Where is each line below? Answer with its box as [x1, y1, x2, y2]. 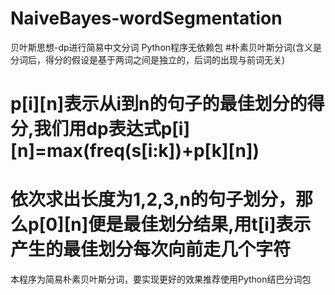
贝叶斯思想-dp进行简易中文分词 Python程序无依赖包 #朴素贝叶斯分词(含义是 [10, 41, 322, 53]
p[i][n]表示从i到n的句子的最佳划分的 [10, 93, 308, 116]
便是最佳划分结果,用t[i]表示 [88, 213, 312, 236]
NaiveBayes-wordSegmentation [10, 7, 283, 30]
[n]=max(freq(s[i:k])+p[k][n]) [10, 140, 260, 162]
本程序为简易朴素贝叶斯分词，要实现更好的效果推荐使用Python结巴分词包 [10, 273, 312, 286]
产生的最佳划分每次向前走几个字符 [10, 238, 292, 261]
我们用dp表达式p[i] [33, 118, 191, 141]
